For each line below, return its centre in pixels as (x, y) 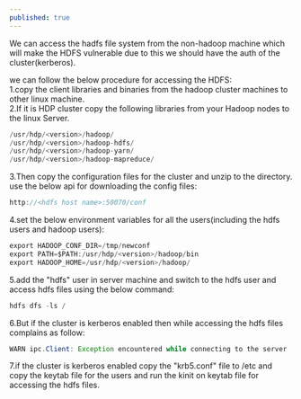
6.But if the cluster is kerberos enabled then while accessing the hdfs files (146, 323)
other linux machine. (47, 99)
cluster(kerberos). (43, 62)
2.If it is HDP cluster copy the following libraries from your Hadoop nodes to (150, 108)
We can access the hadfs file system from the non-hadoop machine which (147, 43)
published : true (40, 18)
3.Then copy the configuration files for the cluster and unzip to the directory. (151, 177)
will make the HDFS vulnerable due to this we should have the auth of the (145, 53)
